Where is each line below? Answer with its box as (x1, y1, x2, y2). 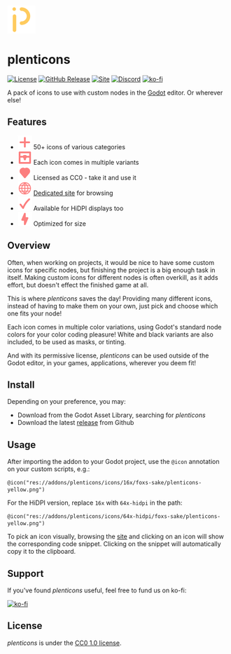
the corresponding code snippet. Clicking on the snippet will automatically (7, 540, 222, 548)
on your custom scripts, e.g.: (7, 465, 90, 473)
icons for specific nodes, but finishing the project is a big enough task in (7, 266, 216, 274)
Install (7, 379, 35, 390)
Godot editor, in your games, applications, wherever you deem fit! (7, 358, 197, 367)
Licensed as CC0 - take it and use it (33, 173, 136, 182)
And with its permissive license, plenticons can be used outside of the (7, 351, 209, 360)
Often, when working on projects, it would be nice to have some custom (7, 258, 215, 266)
